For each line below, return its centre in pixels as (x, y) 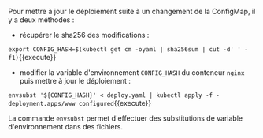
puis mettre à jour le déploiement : (75, 81)
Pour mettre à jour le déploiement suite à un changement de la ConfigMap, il (132, 11)
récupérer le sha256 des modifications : (84, 35)
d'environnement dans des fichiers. (66, 127)
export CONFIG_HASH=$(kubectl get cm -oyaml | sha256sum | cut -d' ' (125, 50)
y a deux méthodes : (41, 20)
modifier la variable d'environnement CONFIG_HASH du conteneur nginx (132, 73)
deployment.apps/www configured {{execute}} (80, 103)
